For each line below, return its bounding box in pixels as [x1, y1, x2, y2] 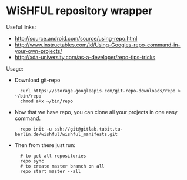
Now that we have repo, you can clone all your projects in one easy [14, 108, 178, 115]
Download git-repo [14, 76, 61, 84]
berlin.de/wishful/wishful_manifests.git [14, 131, 118, 137]
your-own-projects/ [14, 47, 62, 54]
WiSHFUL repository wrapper [6, 4, 153, 18]
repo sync [20, 158, 44, 164]
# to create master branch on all [20, 163, 105, 169]
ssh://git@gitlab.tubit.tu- [54, 126, 123, 132]
